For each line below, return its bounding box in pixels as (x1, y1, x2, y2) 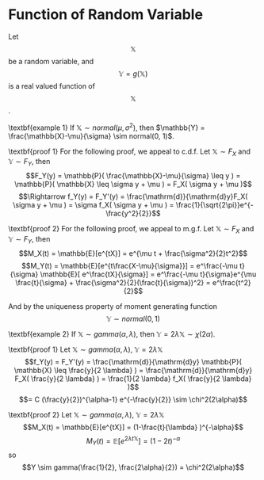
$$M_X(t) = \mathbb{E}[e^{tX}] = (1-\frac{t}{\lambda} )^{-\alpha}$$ (22, 422, 244, 432)
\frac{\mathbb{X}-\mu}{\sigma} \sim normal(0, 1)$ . (8, 131, 174, 140)
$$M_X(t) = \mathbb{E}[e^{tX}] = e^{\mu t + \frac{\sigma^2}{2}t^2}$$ (18, 248, 248, 258)
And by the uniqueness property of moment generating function (8, 301, 218, 310)
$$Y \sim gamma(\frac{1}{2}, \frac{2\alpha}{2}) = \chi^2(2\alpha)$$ (22, 463, 244, 472)
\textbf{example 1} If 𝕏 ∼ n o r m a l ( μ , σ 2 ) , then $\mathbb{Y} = (8, 121, 205, 132)
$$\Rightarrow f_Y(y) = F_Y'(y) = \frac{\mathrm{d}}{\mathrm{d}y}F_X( (18, 192, 248, 201)
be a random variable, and (8, 56, 94, 66)
